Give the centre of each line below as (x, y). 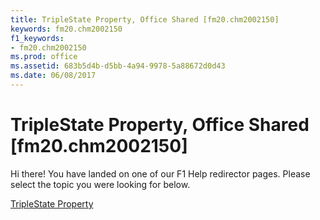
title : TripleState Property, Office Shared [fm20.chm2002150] (145, 19)
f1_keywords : (37, 38)
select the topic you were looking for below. (100, 184)
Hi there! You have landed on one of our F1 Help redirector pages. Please (160, 173)
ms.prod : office (44, 57)
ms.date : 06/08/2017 (53, 76)
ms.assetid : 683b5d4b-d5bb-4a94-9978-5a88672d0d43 (118, 66)
